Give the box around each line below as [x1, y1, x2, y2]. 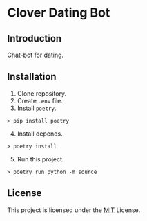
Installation [7, 71, 57, 82]
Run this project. [17, 154, 64, 163]
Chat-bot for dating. [7, 51, 64, 59]
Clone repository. [17, 89, 67, 98]
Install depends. [17, 130, 63, 138]
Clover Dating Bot [7, 5, 110, 21]
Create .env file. [17, 96, 63, 105]
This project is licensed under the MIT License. [7, 206, 141, 214]
